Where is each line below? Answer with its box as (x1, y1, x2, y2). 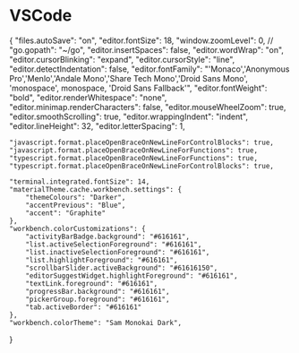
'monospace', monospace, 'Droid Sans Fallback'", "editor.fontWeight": (9, 82, 268, 93)
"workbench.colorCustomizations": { (9, 224, 146, 233)
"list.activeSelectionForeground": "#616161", (25, 239, 202, 249)
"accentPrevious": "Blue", (25, 201, 126, 210)
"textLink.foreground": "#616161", (25, 279, 158, 288)
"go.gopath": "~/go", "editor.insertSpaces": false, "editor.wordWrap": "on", (9, 44, 285, 55)
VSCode (9, 5, 73, 26)
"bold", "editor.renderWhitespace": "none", (9, 91, 167, 103)
